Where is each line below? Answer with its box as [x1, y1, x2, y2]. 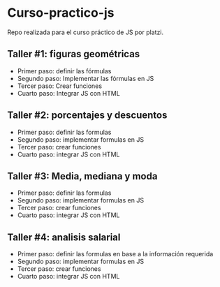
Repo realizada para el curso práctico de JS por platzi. [7, 28, 164, 36]
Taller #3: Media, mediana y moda [7, 170, 158, 182]
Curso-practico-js [7, 5, 115, 21]
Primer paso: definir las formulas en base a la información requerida [17, 250, 214, 258]
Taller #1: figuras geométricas [7, 48, 140, 60]
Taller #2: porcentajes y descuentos [7, 110, 168, 122]
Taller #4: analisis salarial [7, 231, 121, 243]
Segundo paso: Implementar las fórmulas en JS [17, 74, 154, 82]
